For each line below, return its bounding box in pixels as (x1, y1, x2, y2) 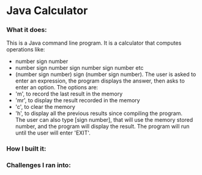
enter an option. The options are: (15, 84, 99, 91)
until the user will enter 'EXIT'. (15, 129, 91, 136)
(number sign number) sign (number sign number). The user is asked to (15, 71, 196, 78)
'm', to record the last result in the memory (15, 90, 123, 98)
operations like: (6, 46, 45, 53)
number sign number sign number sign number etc (15, 64, 144, 72)
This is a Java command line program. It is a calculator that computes (6, 39, 182, 47)
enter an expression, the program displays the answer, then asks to (15, 77, 185, 84)
